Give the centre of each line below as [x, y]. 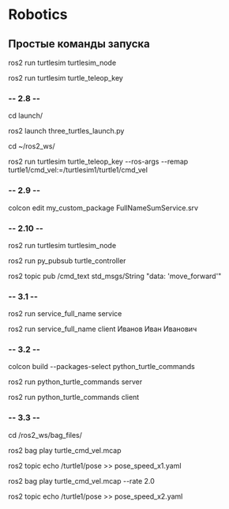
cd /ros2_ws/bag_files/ [45, 435]
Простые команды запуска [79, 44]
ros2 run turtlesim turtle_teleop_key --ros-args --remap [98, 162]
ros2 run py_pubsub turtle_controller [67, 260]
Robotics [38, 15]
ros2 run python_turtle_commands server [75, 382]
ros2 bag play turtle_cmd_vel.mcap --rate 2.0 [82, 481]
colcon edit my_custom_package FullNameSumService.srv [103, 208]
